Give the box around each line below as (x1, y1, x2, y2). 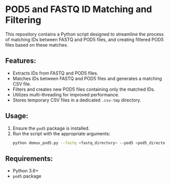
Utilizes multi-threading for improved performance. (12, 91, 119, 97)
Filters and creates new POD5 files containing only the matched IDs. (12, 86, 155, 92)
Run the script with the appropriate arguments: (12, 130, 111, 136)
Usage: (5, 112, 29, 120)
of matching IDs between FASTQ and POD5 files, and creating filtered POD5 (5, 36, 164, 43)
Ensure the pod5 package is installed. (12, 125, 90, 131)
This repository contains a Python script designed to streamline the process (5, 31, 164, 37)
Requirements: (5, 154, 53, 163)
